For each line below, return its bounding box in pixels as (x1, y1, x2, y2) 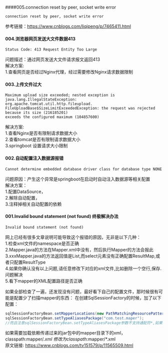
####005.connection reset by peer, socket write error (5, 4, 116, 10)
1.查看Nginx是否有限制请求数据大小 (5, 130, 77, 136)
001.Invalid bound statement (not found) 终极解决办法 (5, 213, 119, 219)
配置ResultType (13, 259, 46, 265)
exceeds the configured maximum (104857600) (5, 114, 99, 119)
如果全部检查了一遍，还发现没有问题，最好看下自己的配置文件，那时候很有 (5, 288, 158, 294)
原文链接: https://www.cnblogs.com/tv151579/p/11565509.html (5, 342, 133, 348)
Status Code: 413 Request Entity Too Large (5, 47, 97, 52)
